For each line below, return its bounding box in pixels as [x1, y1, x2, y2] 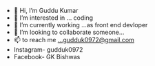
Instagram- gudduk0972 [13, 46, 83, 54]
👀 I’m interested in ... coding [13, 14, 94, 22]
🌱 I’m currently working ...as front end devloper [13, 21, 148, 29]
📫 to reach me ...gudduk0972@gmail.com [13, 36, 134, 44]
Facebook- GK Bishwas [13, 53, 81, 61]
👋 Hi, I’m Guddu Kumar [13, 7, 79, 14]
